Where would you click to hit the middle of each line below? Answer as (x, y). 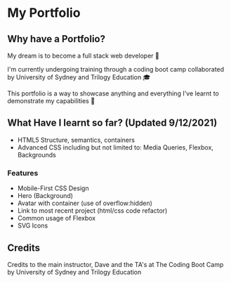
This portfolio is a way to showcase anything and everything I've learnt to (113, 93)
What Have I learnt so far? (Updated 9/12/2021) (112, 123)
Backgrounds (37, 154)
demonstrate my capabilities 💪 (51, 101)
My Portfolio (44, 13)
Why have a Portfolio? (56, 39)
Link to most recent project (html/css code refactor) (92, 211)
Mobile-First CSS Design (53, 188)
